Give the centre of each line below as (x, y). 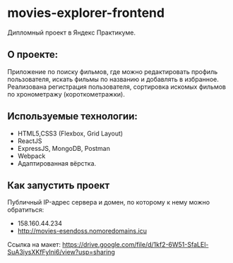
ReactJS (30, 141)
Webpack (31, 156)
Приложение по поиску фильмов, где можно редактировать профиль (113, 71)
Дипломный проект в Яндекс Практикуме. (72, 32)
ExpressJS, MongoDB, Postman (64, 148)
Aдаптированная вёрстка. (57, 163)
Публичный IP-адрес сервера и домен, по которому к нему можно (109, 202)
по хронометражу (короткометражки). (66, 94)
